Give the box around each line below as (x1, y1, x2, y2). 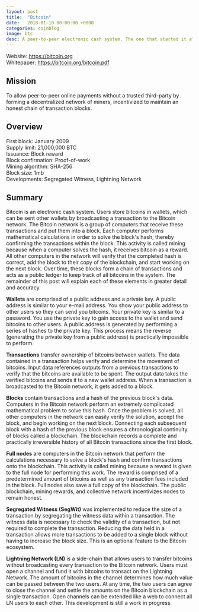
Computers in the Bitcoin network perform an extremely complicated (6, 400, 174, 408)
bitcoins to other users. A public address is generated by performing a (6, 321, 178, 328)
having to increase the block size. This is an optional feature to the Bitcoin (6, 537, 187, 544)
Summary (6, 193, 43, 203)
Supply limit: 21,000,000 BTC (6, 144, 77, 151)
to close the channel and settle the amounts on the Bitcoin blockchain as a (6, 586, 188, 594)
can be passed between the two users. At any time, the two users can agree (6, 581, 192, 588)
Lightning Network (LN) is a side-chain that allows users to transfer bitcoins (6, 555, 192, 562)
